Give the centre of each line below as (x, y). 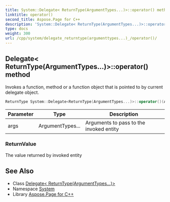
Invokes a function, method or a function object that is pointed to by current (84, 87)
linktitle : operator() (29, 15)
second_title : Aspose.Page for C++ (43, 19)
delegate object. (22, 92)
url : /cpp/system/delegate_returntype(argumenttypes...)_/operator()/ (81, 39)
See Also (19, 171)
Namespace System (33, 189)
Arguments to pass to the (115, 122)
